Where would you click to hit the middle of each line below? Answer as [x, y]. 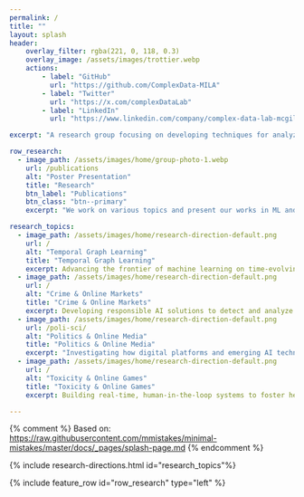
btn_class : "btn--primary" [76, 202]
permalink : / [34, 18]
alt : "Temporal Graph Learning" [86, 252]
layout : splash [38, 34]
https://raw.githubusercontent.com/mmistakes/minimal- [113, 438]
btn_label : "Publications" [76, 194]
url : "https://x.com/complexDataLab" [121, 102]
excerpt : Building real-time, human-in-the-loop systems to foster [155, 395]
